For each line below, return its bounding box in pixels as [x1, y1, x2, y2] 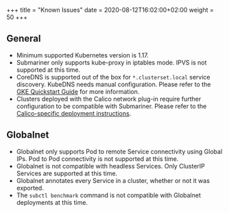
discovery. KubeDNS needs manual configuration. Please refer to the [16, 80, 211, 88]
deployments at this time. [16, 198, 88, 206]
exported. [16, 184, 44, 192]
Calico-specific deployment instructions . [16, 109, 132, 117]
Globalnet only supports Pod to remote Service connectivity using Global [16, 147, 223, 155]
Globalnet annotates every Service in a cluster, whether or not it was [16, 176, 210, 184]
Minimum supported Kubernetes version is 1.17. [16, 51, 149, 59]
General [6, 33, 42, 45]
